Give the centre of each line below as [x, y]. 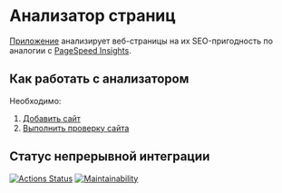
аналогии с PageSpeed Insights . [70, 50]
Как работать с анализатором [99, 79]
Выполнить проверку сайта [76, 128]
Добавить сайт [52, 118]
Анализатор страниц [93, 16]
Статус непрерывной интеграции [110, 156]
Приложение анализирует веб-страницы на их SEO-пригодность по [141, 41]
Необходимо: [35, 101]
